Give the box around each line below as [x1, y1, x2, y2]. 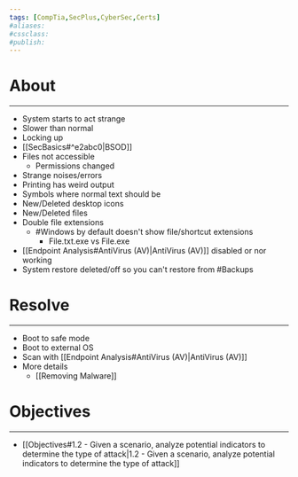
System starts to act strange [21, 113, 126, 124]
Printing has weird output [21, 179, 115, 191]
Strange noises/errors [21, 170, 103, 181]
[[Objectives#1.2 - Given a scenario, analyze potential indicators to [21, 440, 266, 450]
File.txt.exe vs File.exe [48, 236, 130, 246]
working [21, 254, 52, 266]
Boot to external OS [21, 342, 95, 353]
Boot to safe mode [21, 333, 90, 344]
